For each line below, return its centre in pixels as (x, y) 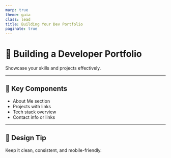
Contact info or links (34, 117)
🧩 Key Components (36, 89)
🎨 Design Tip (26, 138)
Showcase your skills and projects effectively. (53, 68)
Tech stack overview (34, 112)
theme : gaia (18, 15)
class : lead (18, 19)
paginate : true (21, 29)
